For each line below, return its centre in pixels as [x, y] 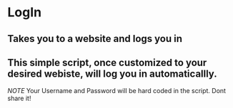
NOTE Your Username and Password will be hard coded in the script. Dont [117, 91]
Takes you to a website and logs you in [95, 39]
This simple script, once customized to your [107, 62]
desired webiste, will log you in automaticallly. [112, 74]
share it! [19, 98]
